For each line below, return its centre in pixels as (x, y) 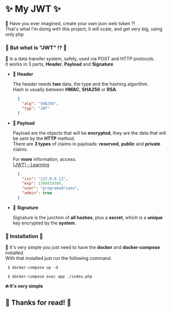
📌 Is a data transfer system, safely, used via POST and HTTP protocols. (80, 59)
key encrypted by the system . (44, 223)
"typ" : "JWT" (36, 108)
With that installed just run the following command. (59, 258)
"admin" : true (37, 193)
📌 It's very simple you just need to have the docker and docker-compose (83, 247)
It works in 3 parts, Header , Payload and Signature (59, 64)
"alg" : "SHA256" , (41, 104)
